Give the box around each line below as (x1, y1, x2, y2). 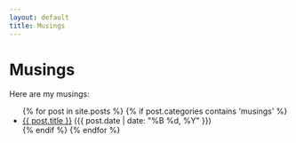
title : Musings (9, 21, 66, 30)
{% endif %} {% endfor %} (21, 125, 121, 136)
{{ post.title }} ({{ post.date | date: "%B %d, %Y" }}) (21, 115, 212, 126)
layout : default (9, 12, 69, 22)
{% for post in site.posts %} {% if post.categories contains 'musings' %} (21, 106, 288, 116)
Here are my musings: (9, 89, 91, 99)
